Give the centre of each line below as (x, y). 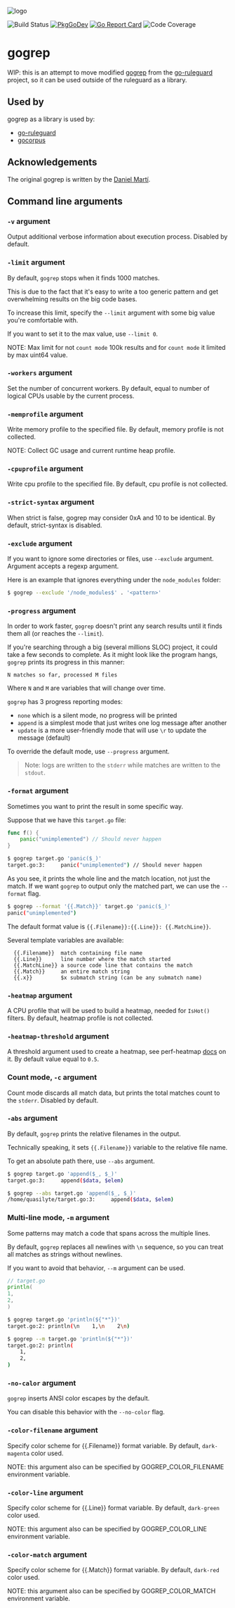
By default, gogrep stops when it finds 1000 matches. (83, 277)
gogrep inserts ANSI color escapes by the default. (79, 1398)
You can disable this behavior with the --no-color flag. (86, 1412)
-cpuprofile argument (46, 469)
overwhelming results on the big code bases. (72, 299)
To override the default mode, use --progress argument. (88, 752)
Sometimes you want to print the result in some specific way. (95, 806)
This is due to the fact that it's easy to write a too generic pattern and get (113, 291)
